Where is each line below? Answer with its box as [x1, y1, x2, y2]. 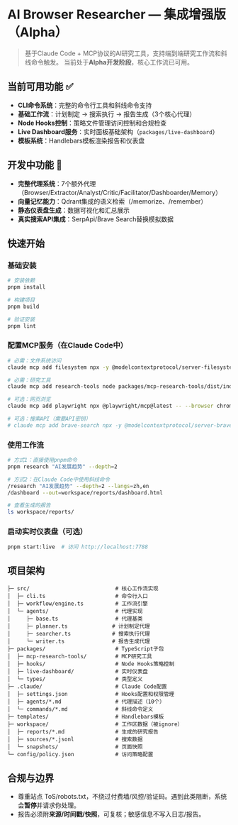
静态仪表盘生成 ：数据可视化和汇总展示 [17, 206, 130, 214]
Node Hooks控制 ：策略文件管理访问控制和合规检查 [17, 118, 167, 127]
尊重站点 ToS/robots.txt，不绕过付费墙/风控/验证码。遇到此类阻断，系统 [17, 792, 227, 801]
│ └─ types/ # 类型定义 [7, 675, 143, 683]
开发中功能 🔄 [7, 159, 62, 171]
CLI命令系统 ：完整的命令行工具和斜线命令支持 [17, 101, 152, 109]
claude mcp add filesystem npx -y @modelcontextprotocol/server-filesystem [7, 363, 236, 371]
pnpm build [7, 303, 40, 310]
